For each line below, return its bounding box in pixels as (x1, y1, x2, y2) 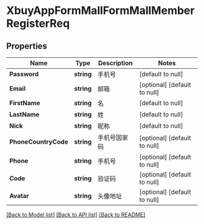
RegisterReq (6, 16, 70, 30)
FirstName (9, 99, 41, 107)
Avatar (9, 192, 29, 200)
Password (9, 70, 39, 78)
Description (98, 59, 133, 67)
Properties (6, 41, 47, 51)
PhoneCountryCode (9, 138, 69, 146)
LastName (9, 110, 39, 119)
